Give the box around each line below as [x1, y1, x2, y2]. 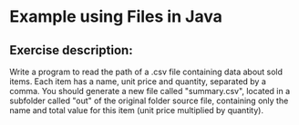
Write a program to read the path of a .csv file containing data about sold [9, 66, 284, 77]
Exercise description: [9, 43, 134, 58]
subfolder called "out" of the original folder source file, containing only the [9, 95, 289, 106]
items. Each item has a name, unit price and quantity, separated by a [9, 76, 267, 87]
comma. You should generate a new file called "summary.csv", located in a [9, 86, 291, 96]
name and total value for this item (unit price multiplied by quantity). [9, 105, 264, 115]
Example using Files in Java [9, 6, 223, 27]
